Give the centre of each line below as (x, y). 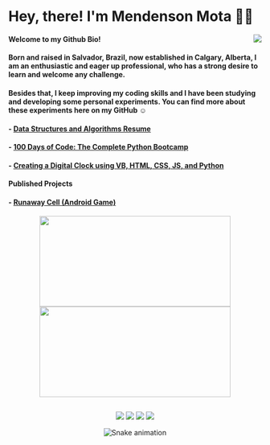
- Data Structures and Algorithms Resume (80, 129)
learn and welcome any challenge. (67, 75)
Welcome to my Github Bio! (55, 39)
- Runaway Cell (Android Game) (62, 202)
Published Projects (41, 183)
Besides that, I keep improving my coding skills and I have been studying (132, 93)
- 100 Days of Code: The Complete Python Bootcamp (98, 147)
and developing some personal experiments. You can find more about (127, 101)
